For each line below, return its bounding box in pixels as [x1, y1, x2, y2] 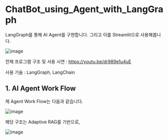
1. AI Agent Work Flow [5, 84, 76, 93]
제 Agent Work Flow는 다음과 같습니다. [5, 98, 83, 104]
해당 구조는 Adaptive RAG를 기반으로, [5, 119, 80, 125]
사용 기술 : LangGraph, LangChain [5, 69, 75, 75]
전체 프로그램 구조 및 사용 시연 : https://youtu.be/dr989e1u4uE [5, 58, 131, 64]
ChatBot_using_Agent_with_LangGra [5, 4, 163, 15]
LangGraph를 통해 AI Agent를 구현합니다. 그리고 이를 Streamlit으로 [5, 31, 140, 37]
